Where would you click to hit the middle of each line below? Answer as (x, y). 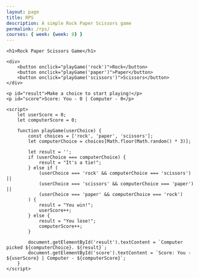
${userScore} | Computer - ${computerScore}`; (66, 259)
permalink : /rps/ (28, 29)
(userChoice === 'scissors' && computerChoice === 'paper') (116, 184)
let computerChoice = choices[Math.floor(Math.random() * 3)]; (110, 141)
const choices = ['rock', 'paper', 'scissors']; (91, 136)
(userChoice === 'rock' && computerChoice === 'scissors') (115, 174)
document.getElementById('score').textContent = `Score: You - (110, 253)
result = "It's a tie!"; (70, 163)
